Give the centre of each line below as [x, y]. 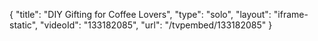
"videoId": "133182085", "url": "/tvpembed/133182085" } [156, 25]
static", [24, 25]
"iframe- [291, 14]
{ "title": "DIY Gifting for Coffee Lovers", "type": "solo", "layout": [140, 14]
